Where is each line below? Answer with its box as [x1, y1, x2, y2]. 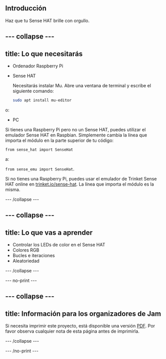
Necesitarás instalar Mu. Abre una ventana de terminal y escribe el [12, 83, 151, 89]
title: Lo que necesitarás [5, 49, 83, 58]
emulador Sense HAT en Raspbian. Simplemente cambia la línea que [5, 132, 147, 138]
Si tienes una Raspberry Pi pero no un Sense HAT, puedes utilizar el [5, 126, 146, 132]
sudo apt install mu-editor [12, 98, 72, 103]
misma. [5, 186, 21, 192]
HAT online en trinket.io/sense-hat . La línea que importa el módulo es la [5, 181, 154, 187]
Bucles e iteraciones [12, 253, 55, 259]
